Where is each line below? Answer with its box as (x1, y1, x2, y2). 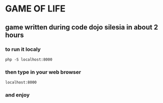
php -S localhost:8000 (5, 57, 52, 62)
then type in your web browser (5, 68, 81, 75)
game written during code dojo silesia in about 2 (5, 23, 158, 31)
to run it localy (5, 45, 41, 52)
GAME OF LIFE (5, 3, 66, 14)
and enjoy (5, 91, 30, 98)
